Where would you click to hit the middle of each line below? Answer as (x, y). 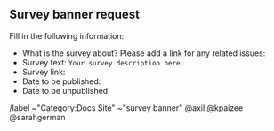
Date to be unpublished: (66, 90)
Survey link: (44, 72)
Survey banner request (75, 15)
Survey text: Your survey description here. (103, 62)
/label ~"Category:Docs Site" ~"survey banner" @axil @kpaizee (126, 108)
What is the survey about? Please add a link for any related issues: (144, 53)
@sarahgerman (37, 117)
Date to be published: (61, 81)
